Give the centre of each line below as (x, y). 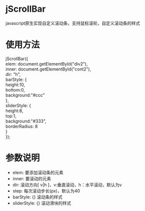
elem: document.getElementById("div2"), (47, 64)
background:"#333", (26, 121)
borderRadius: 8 (22, 126)
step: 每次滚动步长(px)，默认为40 (46, 191)
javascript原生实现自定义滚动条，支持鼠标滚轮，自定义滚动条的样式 (73, 23)
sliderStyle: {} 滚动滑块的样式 (42, 203)
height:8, (14, 111)
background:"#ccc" (25, 95)
